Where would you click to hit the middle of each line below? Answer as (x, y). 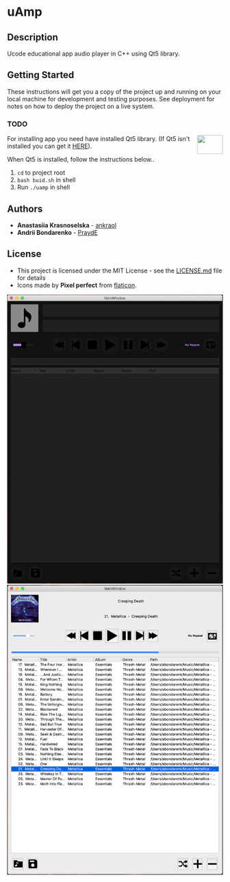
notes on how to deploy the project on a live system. (81, 106)
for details (31, 277)
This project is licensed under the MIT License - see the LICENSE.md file (119, 270)
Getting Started (41, 75)
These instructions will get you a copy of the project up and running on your (114, 91)
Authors (25, 209)
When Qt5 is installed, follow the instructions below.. (81, 160)
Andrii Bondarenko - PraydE (57, 232)
